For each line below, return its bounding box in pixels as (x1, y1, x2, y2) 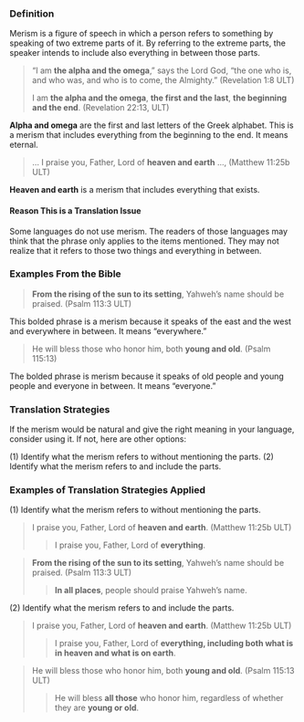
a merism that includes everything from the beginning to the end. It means (9, 130, 288, 141)
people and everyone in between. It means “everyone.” (9, 380, 216, 391)
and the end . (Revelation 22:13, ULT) (31, 102, 170, 113)
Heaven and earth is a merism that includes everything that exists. (9, 184, 260, 195)
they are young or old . (54, 702, 140, 714)
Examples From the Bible (9, 267, 121, 280)
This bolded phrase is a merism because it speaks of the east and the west (9, 316, 292, 327)
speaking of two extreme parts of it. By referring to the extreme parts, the (9, 37, 286, 48)
